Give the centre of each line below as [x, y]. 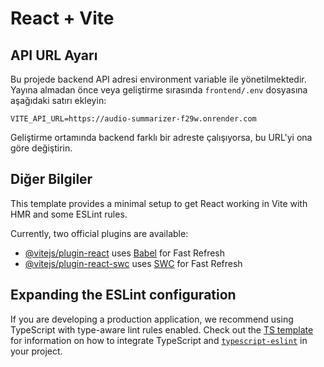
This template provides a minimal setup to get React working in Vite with [159, 203]
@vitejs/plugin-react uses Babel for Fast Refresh [125, 253]
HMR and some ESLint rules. [69, 214]
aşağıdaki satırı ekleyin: [58, 100]
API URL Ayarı [54, 55]
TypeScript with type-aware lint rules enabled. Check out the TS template [162, 329]
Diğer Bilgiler [51, 179]
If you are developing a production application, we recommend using [152, 319]
